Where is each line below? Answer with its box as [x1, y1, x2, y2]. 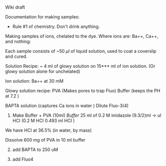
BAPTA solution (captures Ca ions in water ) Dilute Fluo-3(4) [5, 103, 129, 109]
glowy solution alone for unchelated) [5, 68, 81, 74]
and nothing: [5, 38, 31, 44]
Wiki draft [5, 4, 25, 10]
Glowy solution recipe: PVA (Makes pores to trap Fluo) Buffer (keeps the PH [5, 88, 161, 94]
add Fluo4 [12, 157, 34, 162]
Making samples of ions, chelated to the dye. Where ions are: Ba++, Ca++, [5, 33, 159, 39]
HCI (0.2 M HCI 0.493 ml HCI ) [12, 118, 75, 124]
